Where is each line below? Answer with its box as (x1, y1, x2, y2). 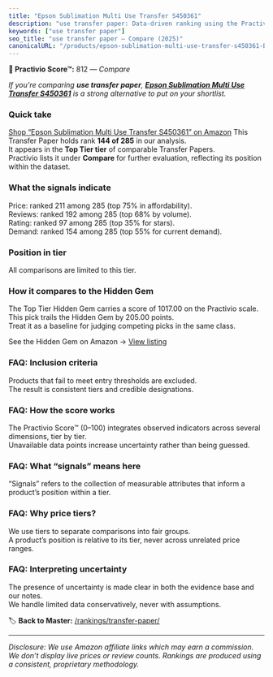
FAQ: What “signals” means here (8, 460, 141, 472)
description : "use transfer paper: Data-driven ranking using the (8, 19, 238, 28)
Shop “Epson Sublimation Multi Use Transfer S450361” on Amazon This (8, 127, 249, 137)
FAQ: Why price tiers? (8, 508, 97, 520)
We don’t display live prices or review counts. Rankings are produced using (8, 650, 262, 660)
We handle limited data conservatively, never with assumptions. (8, 599, 222, 609)
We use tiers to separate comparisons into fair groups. (8, 526, 191, 536)
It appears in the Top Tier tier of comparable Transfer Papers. (8, 144, 215, 154)
